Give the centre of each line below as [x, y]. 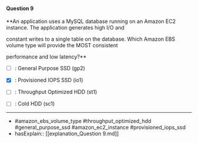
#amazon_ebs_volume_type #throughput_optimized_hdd [83, 121]
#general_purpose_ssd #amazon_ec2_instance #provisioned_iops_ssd [100, 128]
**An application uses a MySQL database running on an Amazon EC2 [91, 21]
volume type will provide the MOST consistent [62, 45]
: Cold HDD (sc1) [34, 104]
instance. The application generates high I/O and [65, 28]
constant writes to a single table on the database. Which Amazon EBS [91, 39]
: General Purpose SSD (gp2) [50, 69]
